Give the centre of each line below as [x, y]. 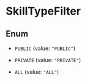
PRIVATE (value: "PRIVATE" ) [47, 60]
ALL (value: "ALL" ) [37, 72]
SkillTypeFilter [43, 11]
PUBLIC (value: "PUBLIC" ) [45, 48]
